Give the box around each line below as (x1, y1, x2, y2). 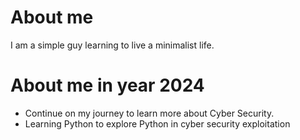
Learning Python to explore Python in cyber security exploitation (24, 117, 291, 130)
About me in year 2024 (10, 74, 205, 97)
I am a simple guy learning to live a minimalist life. (10, 39, 215, 51)
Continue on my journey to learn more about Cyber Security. (24, 107, 275, 119)
